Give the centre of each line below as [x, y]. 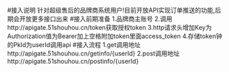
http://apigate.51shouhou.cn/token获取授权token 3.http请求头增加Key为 [110, 27]
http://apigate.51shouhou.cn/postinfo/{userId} [73, 61]
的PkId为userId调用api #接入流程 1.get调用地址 [74, 45]
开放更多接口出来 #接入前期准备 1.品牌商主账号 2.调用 [96, 19]
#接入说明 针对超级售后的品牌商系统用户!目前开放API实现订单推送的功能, [111, 10]
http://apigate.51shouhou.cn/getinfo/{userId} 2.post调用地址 [93, 53]
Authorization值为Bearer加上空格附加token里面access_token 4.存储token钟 [115, 36]
